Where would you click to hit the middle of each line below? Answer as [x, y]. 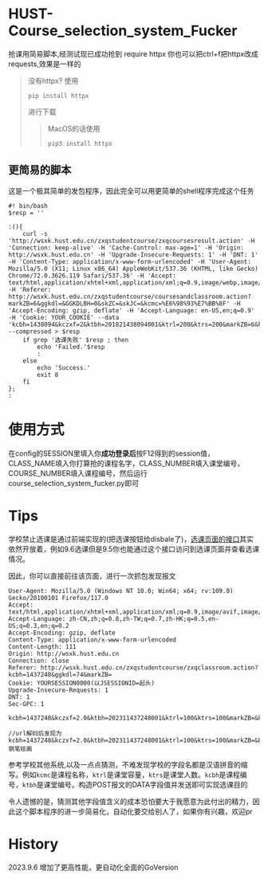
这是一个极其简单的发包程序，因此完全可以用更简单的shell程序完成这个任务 [131, 190]
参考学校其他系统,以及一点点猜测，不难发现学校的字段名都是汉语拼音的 [125, 764]
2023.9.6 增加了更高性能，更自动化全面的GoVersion [93, 867]
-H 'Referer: [30, 289]
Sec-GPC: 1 [26, 704]
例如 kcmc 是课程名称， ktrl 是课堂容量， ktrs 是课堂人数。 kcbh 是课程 [131, 775]
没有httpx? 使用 [53, 80]
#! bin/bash [28, 206]
